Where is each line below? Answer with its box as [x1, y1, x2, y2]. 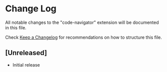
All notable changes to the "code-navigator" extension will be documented [5, 19, 159, 25]
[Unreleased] [5, 49, 47, 57]
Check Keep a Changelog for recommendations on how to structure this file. [5, 34, 162, 40]
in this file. [5, 24, 26, 30]
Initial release [12, 62, 40, 68]
